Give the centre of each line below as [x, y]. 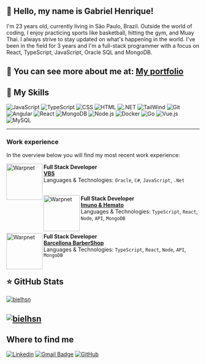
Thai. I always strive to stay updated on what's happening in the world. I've [101, 39]
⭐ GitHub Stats [35, 281]
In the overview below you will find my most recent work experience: [93, 155]
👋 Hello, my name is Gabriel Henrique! [80, 11]
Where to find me [40, 339]
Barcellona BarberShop [74, 243]
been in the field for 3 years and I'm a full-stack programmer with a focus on [103, 45]
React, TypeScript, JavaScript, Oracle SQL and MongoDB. [79, 52]
